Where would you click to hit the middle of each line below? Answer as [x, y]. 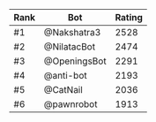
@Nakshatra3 [72, 32]
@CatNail [63, 90]
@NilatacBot [69, 46]
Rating [129, 17]
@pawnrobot [71, 104]
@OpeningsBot [75, 61]
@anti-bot [65, 76]
